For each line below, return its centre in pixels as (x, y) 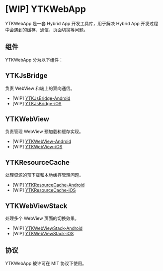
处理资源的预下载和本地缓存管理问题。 (44, 175)
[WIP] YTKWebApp (45, 9)
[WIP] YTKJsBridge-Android (41, 98)
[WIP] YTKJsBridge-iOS (37, 103)
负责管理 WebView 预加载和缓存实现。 (44, 132)
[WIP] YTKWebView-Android (42, 141)
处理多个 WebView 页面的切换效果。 (42, 218)
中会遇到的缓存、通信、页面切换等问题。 (46, 30)
